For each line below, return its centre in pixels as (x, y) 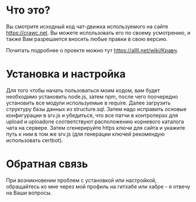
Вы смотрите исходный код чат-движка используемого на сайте (87, 26)
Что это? (28, 10)
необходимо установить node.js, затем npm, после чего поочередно (92, 96)
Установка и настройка (66, 74)
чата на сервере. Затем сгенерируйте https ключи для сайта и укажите (96, 127)
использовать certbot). (35, 140)
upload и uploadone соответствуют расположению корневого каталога (95, 122)
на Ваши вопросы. (29, 193)
